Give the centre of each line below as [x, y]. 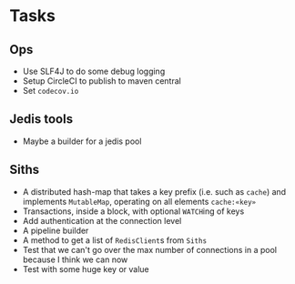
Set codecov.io [51, 91]
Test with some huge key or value [86, 269]
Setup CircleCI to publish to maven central [102, 81]
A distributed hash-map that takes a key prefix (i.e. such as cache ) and [154, 191]
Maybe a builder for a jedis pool [82, 141]
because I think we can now [75, 259]
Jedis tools [41, 119]
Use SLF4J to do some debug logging [94, 71]
